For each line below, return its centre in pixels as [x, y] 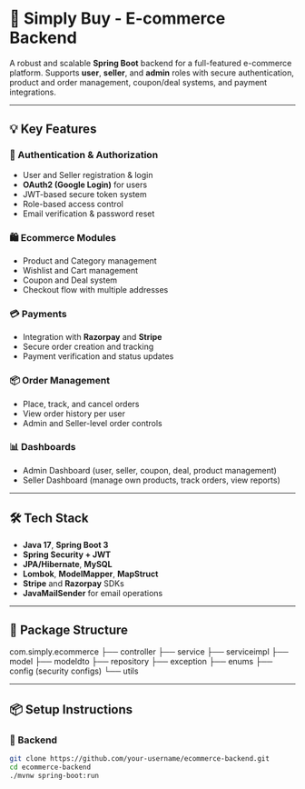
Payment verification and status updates [98, 356]
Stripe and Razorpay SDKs [73, 583]
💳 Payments [38, 314]
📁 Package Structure [69, 630]
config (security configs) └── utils [74, 671]
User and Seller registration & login [88, 175]
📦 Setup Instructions [71, 709]
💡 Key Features [53, 130]
